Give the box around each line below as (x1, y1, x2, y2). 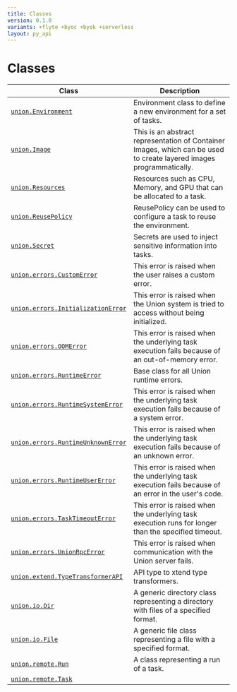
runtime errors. (133, 375, 183, 385)
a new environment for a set (133, 107, 226, 117)
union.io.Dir (11, 602, 55, 610)
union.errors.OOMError (11, 342, 87, 350)
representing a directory (133, 597, 214, 607)
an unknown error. (133, 451, 195, 461)
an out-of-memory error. (133, 354, 218, 364)
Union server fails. (133, 556, 194, 566)
